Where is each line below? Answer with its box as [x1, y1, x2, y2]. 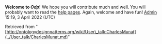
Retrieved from [5, 24, 35, 29]
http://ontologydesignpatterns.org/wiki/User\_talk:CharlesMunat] [6, 29, 136, 34]
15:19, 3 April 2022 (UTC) [5, 15, 55, 20]
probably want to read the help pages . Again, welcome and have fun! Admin [5, 9, 157, 15]
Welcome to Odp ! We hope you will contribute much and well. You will [5, 4, 146, 10]
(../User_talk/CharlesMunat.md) [5, 34, 68, 40]
